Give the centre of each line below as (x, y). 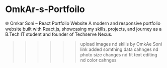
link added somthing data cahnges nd (119, 49)
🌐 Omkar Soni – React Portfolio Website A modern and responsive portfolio (83, 23)
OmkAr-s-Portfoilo (45, 9)
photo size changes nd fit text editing (119, 54)
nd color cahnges (98, 60)
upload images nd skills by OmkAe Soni (121, 44)
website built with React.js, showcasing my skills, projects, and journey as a (83, 29)
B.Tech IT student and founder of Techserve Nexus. (59, 34)
